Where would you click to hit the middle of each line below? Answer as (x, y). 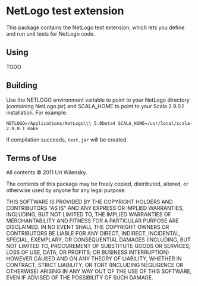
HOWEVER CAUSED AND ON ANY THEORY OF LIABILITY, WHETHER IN (94, 259)
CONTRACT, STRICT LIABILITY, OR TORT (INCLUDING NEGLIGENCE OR (95, 265)
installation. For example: (37, 112)
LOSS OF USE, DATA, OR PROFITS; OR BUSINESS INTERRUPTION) (88, 252)
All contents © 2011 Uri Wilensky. (47, 172)
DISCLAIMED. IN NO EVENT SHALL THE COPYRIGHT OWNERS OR (88, 227)
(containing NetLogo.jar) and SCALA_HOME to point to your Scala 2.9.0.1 (95, 106)
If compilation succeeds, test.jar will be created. (67, 139)
